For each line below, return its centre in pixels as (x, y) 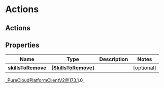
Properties (22, 45)
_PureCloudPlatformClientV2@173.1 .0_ (45, 80)
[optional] (144, 68)
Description (114, 59)
